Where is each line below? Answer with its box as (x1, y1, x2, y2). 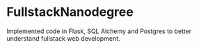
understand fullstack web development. (6, 34, 120, 42)
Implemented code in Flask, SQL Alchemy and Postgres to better (6, 27, 192, 35)
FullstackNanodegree (6, 4, 134, 20)
